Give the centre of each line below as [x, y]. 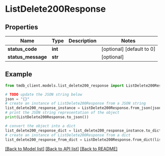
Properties [22, 27]
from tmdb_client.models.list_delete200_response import [65, 86]
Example [19, 74]
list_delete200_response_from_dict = [44, 140]
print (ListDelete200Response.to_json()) [47, 117]
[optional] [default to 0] [128, 49]
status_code [22, 49]
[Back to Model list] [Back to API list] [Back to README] [61, 149]
